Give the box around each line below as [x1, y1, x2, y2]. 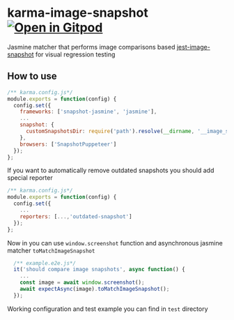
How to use [7, 70, 57, 82]
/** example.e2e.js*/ [13, 259, 77, 266]
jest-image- [176, 43, 210, 51]
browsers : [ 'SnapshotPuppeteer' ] [19, 141, 117, 148]
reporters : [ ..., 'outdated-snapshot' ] [19, 213, 132, 220]
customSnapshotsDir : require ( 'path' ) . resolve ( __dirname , [25, 128, 195, 135]
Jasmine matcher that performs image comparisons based [7, 43, 175, 51]
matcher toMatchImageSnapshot [7, 246, 95, 254]
